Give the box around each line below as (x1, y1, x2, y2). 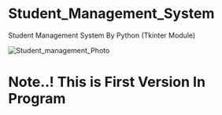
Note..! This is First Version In (8, 74, 206, 91)
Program (8, 90, 66, 108)
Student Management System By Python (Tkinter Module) (8, 31, 196, 40)
